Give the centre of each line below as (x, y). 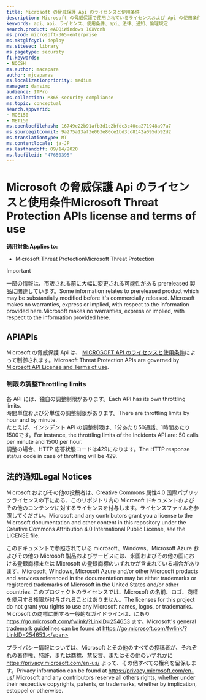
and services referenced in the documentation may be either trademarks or (101, 578)
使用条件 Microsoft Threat (93, 202)
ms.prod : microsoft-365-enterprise (52, 35)
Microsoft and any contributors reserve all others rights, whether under (105, 678)
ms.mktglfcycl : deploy (35, 41)
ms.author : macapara (33, 69)
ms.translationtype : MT (37, 138)
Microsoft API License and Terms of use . (58, 367)
